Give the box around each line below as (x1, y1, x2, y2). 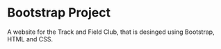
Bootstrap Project (7, 5, 111, 21)
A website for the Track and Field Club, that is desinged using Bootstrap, (7, 28, 215, 36)
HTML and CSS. (7, 35, 54, 43)
